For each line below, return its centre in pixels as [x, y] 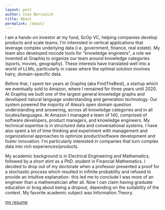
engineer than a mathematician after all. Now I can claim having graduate [79, 182]
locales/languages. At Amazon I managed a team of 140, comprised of [76, 115]
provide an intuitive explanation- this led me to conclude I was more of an [79, 177]
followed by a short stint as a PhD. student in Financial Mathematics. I [75, 161]
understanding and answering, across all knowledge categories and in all [79, 110]
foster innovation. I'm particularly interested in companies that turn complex [82, 141]
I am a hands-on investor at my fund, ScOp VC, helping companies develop [81, 37]
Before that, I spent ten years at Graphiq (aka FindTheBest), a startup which [82, 84]
